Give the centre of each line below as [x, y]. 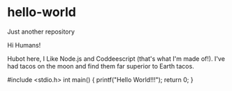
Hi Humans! [24, 45]
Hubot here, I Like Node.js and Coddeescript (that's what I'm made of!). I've [116, 58]
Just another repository [41, 31]
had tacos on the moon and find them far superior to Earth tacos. [101, 66]
